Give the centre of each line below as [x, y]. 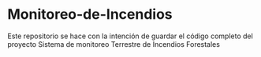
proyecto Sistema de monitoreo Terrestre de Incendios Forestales [114, 44]
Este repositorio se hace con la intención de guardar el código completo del [130, 36]
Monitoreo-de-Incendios [90, 14]
